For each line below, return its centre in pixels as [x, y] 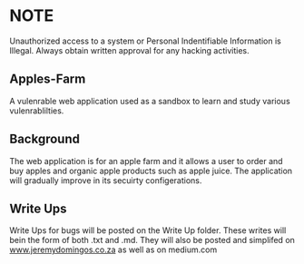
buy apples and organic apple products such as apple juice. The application [151, 171]
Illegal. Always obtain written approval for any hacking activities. [129, 50]
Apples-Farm [48, 79]
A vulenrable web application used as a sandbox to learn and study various [150, 101]
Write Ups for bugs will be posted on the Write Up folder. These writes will [148, 230]
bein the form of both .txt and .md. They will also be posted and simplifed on [152, 240]
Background [44, 139]
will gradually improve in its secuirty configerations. [106, 180]
